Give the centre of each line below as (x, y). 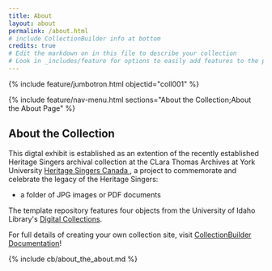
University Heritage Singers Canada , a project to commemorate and (123, 170)
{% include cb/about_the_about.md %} (73, 259)
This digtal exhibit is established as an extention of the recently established (134, 153)
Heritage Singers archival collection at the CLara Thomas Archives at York (132, 162)
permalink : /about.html (49, 31)
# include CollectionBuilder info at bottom (85, 38)
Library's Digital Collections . (55, 218)
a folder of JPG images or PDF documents (91, 194)
